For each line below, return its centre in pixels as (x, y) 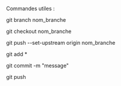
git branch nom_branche (36, 20)
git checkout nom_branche (39, 31)
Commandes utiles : (31, 9)
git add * (17, 54)
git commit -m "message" (38, 65)
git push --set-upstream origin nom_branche (61, 43)
